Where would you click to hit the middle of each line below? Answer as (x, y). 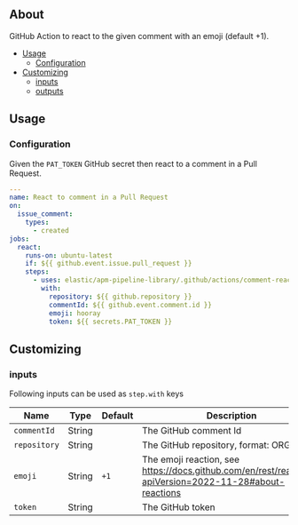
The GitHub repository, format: (205, 445)
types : (37, 222)
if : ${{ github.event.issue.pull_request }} (109, 264)
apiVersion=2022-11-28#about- (213, 481)
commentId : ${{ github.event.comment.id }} (130, 305)
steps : (37, 272)
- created (51, 230)
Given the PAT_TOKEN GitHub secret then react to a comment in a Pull (133, 163)
